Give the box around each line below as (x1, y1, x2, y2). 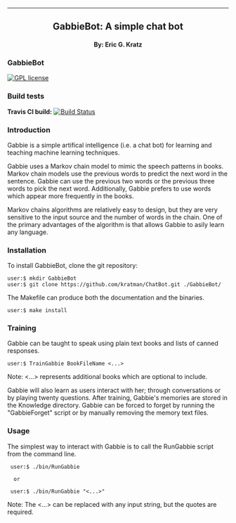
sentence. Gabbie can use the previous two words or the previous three (7, 176, 215, 185)
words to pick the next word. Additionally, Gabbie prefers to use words (7, 184, 211, 193)
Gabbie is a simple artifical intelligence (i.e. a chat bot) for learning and (7, 141, 212, 149)
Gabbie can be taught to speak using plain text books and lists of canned (7, 339, 219, 348)
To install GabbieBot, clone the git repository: (7, 261, 138, 270)
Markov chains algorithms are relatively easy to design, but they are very (7, 205, 218, 214)
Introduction (7, 124, 51, 134)
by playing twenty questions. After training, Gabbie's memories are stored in (7, 394, 228, 402)
